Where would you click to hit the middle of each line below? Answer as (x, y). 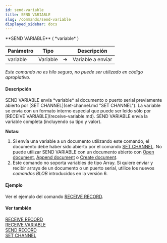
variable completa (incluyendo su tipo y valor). (53, 121)
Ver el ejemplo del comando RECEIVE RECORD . (54, 196)
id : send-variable (24, 10)
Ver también (18, 208)
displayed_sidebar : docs (31, 24)
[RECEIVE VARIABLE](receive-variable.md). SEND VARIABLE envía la (76, 116)
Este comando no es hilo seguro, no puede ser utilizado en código (74, 72)
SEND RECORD (21, 230)
